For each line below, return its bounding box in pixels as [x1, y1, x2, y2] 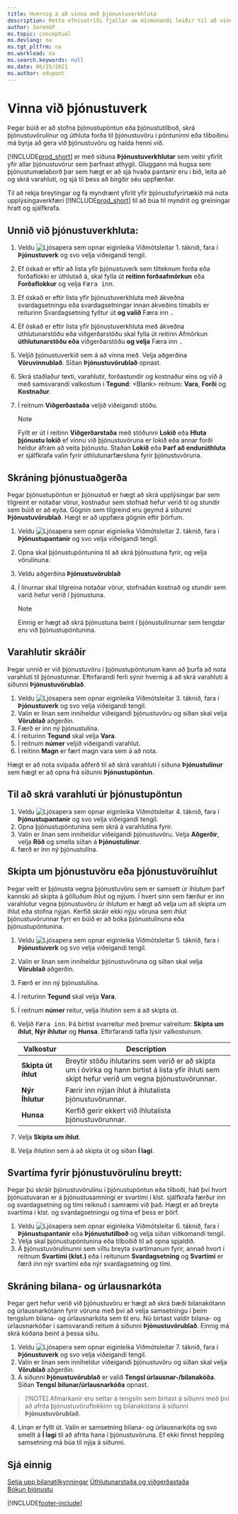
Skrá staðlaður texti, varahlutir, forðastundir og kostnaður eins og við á [17, 372, 223, 381]
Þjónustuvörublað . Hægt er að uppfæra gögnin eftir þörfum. [7, 513, 184, 522]
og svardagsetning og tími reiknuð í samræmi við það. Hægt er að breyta [7, 1201, 219, 1209]
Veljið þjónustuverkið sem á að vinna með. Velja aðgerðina [17, 351, 188, 360]
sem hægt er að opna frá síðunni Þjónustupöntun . [7, 767, 154, 777]
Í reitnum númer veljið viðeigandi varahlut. [17, 739, 141, 747]
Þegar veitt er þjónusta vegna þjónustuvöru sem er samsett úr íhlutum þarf [7, 884, 225, 893]
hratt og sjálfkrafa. [7, 204, 62, 213]
